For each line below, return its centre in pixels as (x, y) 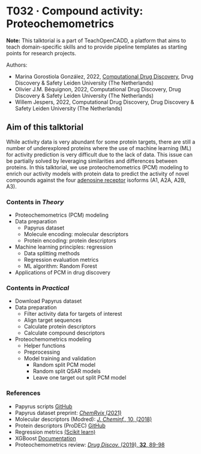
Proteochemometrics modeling (53, 339)
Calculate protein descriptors (60, 327)
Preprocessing (42, 352)
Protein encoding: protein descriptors (70, 241)
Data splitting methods (52, 253)
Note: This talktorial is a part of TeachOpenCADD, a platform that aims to (96, 40)
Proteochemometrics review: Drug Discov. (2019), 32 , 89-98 (90, 444)
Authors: (17, 65)
